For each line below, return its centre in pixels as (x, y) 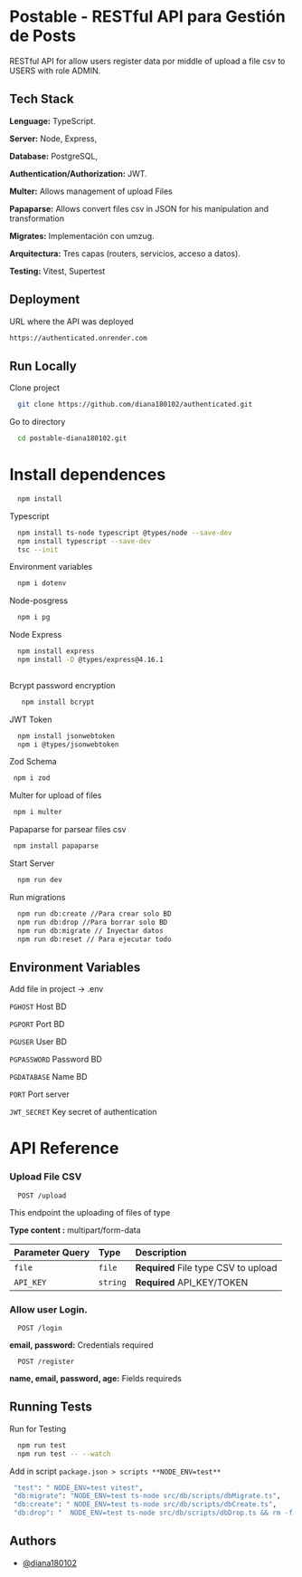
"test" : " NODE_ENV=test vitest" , (78, 1487)
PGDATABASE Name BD (48, 1077)
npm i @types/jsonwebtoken (68, 745)
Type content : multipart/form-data (75, 1230)
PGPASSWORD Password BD (56, 1059)
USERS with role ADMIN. (55, 71)
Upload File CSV (46, 1177)
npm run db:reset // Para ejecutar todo (94, 939)
